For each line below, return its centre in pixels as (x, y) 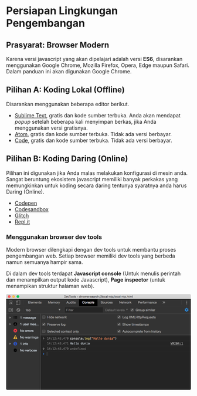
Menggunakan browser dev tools (54, 237)
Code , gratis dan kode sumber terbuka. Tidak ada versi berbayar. (93, 140)
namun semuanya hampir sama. (45, 262)
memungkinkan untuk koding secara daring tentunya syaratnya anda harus (96, 185)
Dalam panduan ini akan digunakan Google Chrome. (69, 71)
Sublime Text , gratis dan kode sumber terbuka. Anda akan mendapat (97, 115)
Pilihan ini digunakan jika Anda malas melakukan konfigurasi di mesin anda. (97, 173)
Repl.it (22, 222)
